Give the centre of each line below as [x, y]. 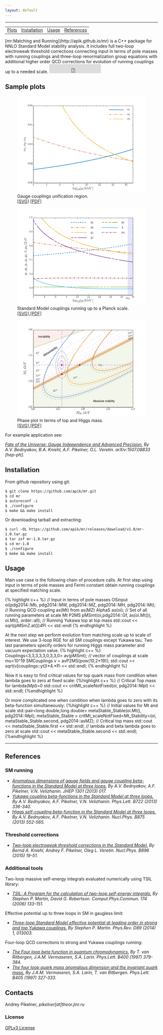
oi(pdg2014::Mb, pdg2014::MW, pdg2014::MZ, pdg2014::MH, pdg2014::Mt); [80, 605]
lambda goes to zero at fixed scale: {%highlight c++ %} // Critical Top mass [81, 681]
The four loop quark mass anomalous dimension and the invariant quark [85, 967]
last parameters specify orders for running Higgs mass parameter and [75, 645]
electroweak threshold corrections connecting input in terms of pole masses [81, 51]
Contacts [19, 992]
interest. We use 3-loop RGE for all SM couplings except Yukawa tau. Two [79, 640]
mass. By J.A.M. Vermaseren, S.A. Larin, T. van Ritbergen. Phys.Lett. [81, 972]
